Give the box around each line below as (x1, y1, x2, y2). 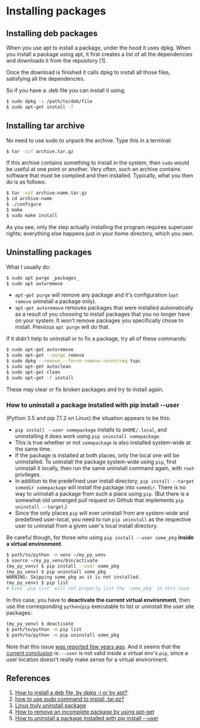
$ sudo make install (6, 212, 58, 218)
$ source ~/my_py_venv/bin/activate (6, 557, 98, 563)
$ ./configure (6, 201, 42, 207)
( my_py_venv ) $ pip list (6, 580, 68, 586)
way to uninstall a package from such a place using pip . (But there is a (14, 490, 189, 497)
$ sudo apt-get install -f (6, 104, 74, 110)
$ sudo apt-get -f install (6, 375, 74, 381)
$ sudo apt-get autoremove (6, 347, 74, 353)
